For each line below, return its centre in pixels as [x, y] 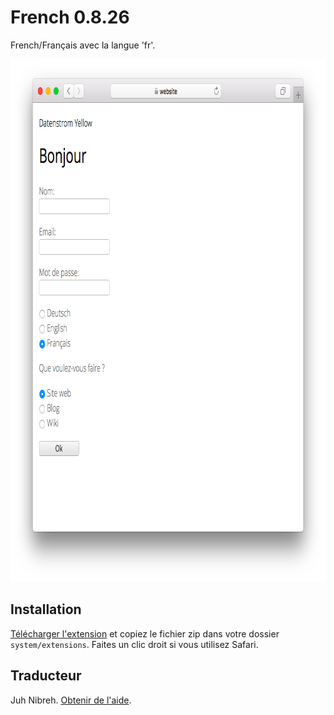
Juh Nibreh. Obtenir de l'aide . [71, 700]
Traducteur [46, 676]
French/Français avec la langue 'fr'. [83, 45]
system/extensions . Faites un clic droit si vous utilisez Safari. [134, 644]
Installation [46, 609]
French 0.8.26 [70, 17]
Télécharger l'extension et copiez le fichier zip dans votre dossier [145, 633]
